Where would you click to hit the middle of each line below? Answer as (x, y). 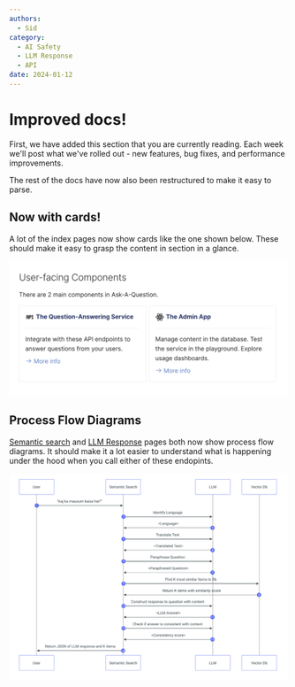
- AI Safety (39, 47)
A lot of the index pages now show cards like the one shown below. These (144, 238)
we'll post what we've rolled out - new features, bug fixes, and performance (147, 153)
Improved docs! (68, 120)
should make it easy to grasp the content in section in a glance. (124, 248)
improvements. (36, 163)
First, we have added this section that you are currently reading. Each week (147, 144)
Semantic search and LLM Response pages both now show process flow (141, 442)
